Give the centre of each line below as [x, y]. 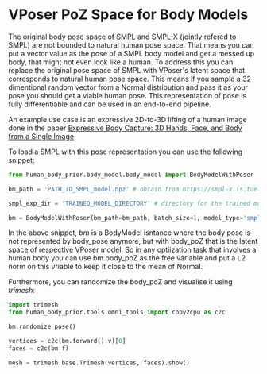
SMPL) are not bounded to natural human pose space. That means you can [131, 44]
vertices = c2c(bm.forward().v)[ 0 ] [67, 341]
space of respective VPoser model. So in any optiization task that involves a [132, 250]
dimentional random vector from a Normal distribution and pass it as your [128, 87]
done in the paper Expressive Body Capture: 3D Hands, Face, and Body [125, 128]
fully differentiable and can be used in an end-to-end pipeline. [110, 104]
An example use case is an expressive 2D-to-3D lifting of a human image [128, 119]
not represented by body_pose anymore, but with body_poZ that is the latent [133, 241]
